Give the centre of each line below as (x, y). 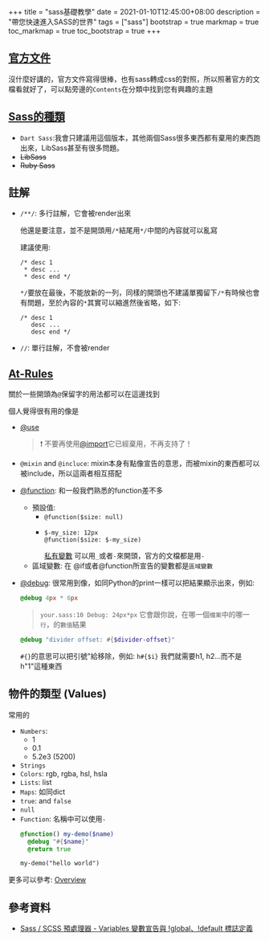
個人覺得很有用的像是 (43, 411)
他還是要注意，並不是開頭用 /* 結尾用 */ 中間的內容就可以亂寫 (119, 231)
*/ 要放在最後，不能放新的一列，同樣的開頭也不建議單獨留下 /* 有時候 (133, 293)
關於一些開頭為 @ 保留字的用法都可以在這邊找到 (84, 394)
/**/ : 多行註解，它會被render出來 (75, 213)
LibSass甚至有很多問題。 (83, 148)
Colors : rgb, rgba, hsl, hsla (64, 773)
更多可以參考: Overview (47, 880)
